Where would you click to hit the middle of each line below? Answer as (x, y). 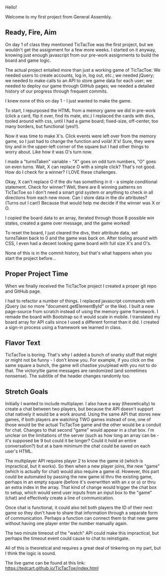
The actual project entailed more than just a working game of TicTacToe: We (83, 70)
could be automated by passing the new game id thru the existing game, (79, 477)
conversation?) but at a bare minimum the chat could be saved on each (78, 446)
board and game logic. (28, 60)
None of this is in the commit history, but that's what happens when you (79, 253)
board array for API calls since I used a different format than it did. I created (82, 322)
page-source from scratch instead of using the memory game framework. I (82, 311)
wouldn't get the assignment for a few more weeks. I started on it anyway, (81, 50)
